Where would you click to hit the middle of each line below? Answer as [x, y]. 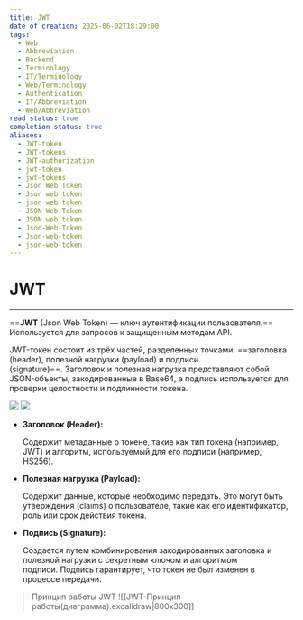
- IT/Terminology [50, 77]
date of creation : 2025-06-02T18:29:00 [84, 26]
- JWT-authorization [56, 160]
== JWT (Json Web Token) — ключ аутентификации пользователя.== [141, 323]
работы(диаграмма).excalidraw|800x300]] [113, 606]
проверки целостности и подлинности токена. [99, 389]
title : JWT [30, 18]
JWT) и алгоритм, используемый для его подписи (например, [142, 452]
